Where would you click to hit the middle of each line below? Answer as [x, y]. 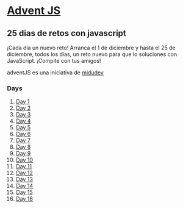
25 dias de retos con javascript [67, 33]
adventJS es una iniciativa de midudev [56, 73]
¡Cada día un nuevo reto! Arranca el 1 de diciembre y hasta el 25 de [91, 48]
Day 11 [24, 167]
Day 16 [24, 199]
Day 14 [24, 186]
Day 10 [24, 160]
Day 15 [24, 192]
